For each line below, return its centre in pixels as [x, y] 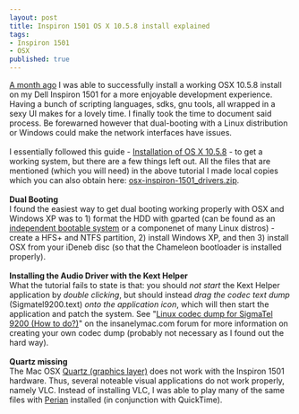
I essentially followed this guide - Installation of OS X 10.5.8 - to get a [136, 152]
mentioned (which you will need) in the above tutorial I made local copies [144, 171]
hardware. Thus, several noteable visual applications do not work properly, [147, 381]
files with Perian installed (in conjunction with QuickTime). [116, 400]
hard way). [29, 343]
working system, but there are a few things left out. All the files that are [140, 161]
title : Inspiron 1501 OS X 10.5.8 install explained [110, 26]
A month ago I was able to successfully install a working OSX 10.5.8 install [145, 85]
